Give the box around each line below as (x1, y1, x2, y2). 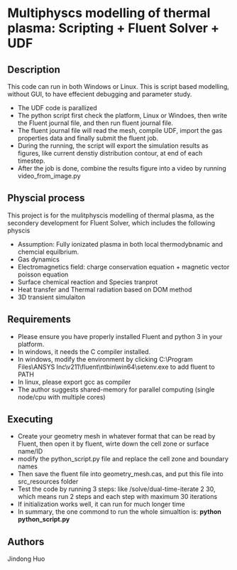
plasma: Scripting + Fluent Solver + (7, 20, 220, 36)
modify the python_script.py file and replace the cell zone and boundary (17, 455, 229, 463)
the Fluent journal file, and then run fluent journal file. (17, 119, 174, 127)
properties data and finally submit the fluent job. (17, 134, 158, 142)
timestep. (17, 156, 45, 165)
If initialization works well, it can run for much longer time (17, 500, 186, 509)
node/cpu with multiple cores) (17, 392, 106, 401)
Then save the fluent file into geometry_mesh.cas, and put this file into (17, 470, 224, 478)
